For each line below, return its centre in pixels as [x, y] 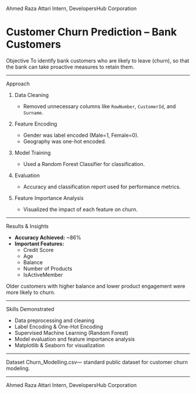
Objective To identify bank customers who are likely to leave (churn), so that [98, 60]
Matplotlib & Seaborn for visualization [60, 345]
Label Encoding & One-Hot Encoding [59, 326]
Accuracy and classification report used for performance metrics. [102, 186]
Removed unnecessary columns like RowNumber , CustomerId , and [99, 106]
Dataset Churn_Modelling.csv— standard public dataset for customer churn [97, 362]
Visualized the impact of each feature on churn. [80, 209]
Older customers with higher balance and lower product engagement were [96, 286]
